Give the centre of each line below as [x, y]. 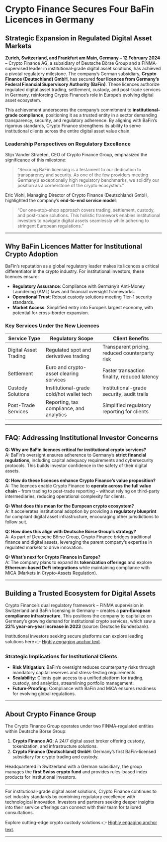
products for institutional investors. [41, 777]
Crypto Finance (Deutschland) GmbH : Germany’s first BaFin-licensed [84, 752]
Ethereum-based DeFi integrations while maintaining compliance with [78, 568]
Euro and [56, 367]
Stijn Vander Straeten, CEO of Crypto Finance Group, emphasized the [76, 155]
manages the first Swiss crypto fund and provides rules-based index [76, 772]
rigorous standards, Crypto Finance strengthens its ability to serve [73, 126]
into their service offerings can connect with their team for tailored [73, 807]
